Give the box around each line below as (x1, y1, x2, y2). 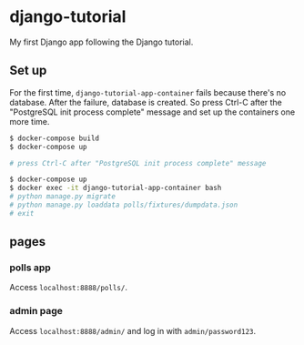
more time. (9, 116, 50, 127)
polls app (9, 261, 52, 274)
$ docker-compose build (9, 134, 100, 143)
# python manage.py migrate (9, 192, 117, 201)
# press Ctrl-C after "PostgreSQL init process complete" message (9, 158, 267, 167)
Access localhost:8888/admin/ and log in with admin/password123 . (9, 325, 257, 336)
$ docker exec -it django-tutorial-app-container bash (9, 184, 222, 193)
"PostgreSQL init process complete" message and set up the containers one (9, 107, 296, 117)
